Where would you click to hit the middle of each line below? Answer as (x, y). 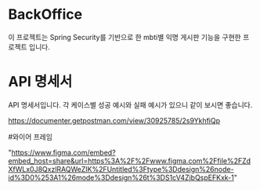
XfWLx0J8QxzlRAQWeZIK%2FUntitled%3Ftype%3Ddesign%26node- (121, 169)
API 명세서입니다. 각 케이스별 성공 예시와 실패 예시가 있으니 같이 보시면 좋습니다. (130, 104)
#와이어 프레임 (31, 137)
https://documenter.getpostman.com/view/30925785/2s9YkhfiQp (114, 120)
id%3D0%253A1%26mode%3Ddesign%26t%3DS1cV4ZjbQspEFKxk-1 (121, 177)
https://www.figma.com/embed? (63, 152)
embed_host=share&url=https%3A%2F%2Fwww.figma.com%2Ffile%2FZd (130, 161)
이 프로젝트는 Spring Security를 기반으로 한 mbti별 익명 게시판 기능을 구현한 (125, 37)
